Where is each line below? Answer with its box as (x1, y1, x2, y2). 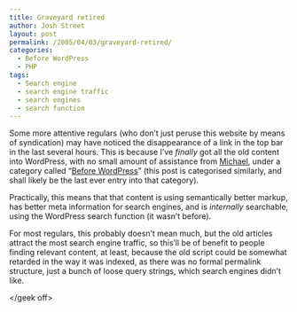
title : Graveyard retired (9, 12, 105, 22)
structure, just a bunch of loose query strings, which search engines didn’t (9, 266, 282, 277)
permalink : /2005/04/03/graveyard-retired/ (9, 37, 173, 47)
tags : (9, 71, 29, 80)
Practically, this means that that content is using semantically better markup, (9, 192, 288, 203)
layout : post (9, 29, 58, 38)
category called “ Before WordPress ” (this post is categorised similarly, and (9, 166, 282, 176)
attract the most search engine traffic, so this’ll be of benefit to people (9, 238, 265, 248)
